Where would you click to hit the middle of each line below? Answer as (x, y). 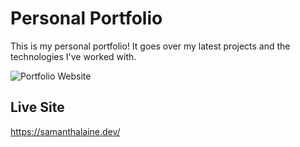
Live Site (37, 107)
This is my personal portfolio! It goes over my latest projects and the (150, 46)
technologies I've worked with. (73, 56)
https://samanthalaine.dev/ (65, 131)
